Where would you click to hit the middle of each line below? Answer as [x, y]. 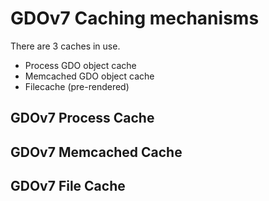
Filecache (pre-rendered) [77, 86]
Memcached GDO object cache [89, 76]
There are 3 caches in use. [65, 46]
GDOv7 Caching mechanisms [135, 18]
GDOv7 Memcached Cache [96, 152]
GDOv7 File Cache [68, 186]
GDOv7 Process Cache [82, 118]
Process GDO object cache [80, 65]
